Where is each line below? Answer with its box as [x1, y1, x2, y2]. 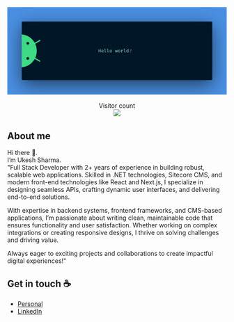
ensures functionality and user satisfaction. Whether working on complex [7, 221, 218, 230]
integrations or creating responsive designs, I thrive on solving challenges [7, 229, 219, 237]
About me [7, 130, 51, 142]
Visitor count [98, 102, 136, 110]
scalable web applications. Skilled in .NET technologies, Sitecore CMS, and [7, 170, 223, 179]
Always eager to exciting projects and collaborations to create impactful [7, 250, 214, 258]
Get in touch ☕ [7, 277, 72, 289]
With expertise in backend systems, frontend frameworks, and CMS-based [7, 207, 223, 215]
